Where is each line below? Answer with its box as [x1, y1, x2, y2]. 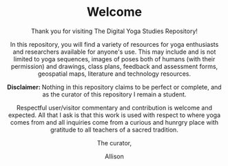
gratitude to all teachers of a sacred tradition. [50, 125, 179, 134]
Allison [105, 152, 124, 160]
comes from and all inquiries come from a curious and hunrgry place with [10, 118, 219, 126]
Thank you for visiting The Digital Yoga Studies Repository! [30, 27, 198, 35]
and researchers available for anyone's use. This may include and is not [12, 48, 216, 56]
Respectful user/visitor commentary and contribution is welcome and [16, 103, 213, 112]
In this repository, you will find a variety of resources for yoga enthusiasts [10, 40, 219, 48]
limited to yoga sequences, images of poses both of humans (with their [13, 54, 216, 63]
